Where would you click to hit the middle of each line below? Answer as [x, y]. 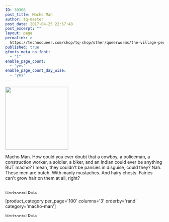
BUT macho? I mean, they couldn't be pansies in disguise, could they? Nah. [83, 167]
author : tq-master [24, 19]
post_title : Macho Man [29, 15]
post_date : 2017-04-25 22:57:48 [39, 24]
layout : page [19, 33]
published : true [22, 47]
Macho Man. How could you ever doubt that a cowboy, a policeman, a [78, 157]
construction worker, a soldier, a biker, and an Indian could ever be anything [84, 162]
